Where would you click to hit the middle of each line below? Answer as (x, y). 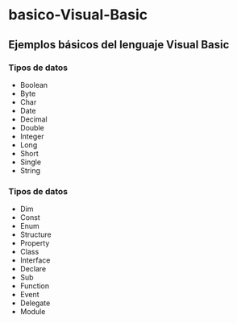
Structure (35, 234)
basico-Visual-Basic (78, 15)
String (30, 170)
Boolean (34, 85)
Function (35, 286)
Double (32, 127)
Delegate (35, 303)
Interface (35, 260)
